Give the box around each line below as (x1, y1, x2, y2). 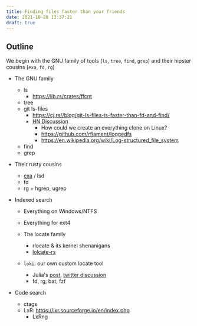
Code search (14, 289, 46, 296)
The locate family (23, 231, 66, 238)
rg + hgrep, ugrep (23, 185, 67, 192)
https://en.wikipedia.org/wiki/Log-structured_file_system (41, 137, 179, 144)
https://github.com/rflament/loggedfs (41, 131, 132, 138)
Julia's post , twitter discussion (32, 272, 107, 279)
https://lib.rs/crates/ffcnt (32, 93, 93, 100)
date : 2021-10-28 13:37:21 (6, 14, 73, 20)
